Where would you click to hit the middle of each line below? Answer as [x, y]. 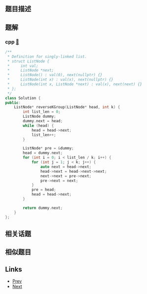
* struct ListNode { [28, 61]
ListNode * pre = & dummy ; [48, 148]
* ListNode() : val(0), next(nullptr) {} [55, 75]
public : [13, 102]
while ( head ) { [38, 125]
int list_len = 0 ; [42, 112]
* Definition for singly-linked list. [47, 56]
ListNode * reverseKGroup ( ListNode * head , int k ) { [67, 107]
